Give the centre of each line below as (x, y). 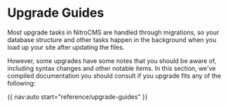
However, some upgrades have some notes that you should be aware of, (112, 60)
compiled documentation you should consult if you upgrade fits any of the (114, 76)
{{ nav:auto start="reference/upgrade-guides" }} (78, 97)
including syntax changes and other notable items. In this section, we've (112, 68)
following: (21, 83)
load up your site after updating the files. (66, 47)
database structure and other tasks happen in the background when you (112, 39)
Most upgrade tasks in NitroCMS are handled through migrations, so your (113, 32)
